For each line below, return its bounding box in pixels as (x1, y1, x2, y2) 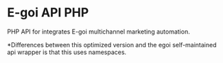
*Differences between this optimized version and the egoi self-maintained (7, 40, 218, 49)
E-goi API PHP (7, 5, 89, 21)
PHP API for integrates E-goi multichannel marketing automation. (7, 27, 190, 36)
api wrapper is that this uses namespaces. (7, 48, 127, 56)
